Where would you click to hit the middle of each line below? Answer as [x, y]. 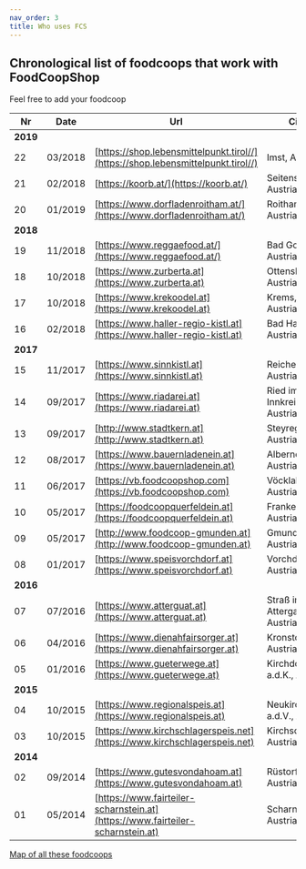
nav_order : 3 [34, 18]
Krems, [282, 298]
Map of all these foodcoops [61, 854]
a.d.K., [280, 675]
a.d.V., [280, 716]
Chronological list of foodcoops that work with [144, 63]
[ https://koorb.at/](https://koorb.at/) [171, 184]
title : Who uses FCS [49, 26]
